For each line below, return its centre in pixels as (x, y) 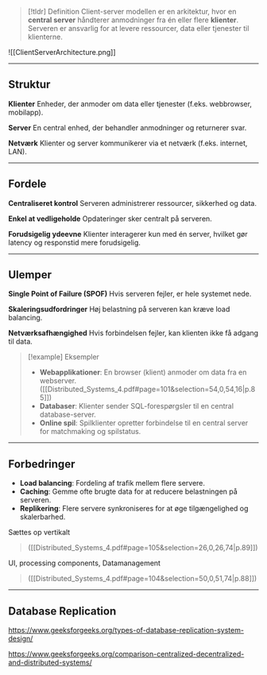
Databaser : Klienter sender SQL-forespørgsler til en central (137, 406)
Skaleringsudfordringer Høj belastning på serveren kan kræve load (119, 309)
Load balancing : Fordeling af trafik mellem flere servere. (112, 483)
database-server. (68, 415)
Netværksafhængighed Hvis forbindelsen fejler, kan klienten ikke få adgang (133, 333)
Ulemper (30, 275)
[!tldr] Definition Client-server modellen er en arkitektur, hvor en (132, 12)
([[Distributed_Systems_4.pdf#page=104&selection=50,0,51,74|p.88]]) (142, 579)
